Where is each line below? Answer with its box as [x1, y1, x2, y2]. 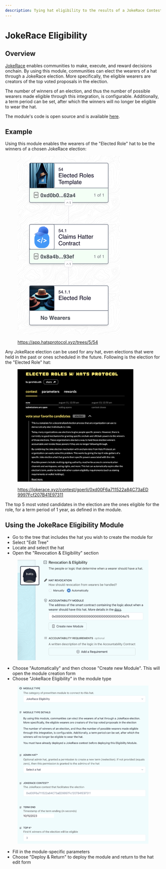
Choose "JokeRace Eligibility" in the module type [12, 675, 112, 682]
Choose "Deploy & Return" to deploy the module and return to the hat [12, 854, 154, 860]
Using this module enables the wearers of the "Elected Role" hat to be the [5, 141, 155, 147]
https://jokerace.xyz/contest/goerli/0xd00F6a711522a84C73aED [17, 487, 149, 492]
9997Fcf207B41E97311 [17, 492, 63, 498]
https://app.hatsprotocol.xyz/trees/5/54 [17, 339, 98, 345]
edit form [12, 859, 31, 865]
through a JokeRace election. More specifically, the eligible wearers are [5, 73, 151, 79]
